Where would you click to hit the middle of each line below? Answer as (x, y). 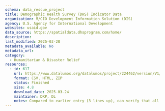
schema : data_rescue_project (35, 10)
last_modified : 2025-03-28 (33, 42)
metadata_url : (20, 51)
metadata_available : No (29, 46)
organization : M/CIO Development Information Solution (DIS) (69, 19)
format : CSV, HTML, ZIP (38, 78)
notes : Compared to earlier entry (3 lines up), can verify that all (87, 101)
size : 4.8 (24, 87)
